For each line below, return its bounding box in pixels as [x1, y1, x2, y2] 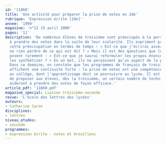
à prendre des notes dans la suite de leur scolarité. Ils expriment [9, 40, 156, 45]
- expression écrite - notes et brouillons [5, 132, 96, 137]
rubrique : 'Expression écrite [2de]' [5, 16, 83, 21]
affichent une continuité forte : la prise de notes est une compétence [9, 67, 163, 72]
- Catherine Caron [5, 104, 43, 109]
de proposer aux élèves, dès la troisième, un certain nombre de [9, 76, 147, 81]
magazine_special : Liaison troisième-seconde [5, 90, 100, 95]
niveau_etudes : [5, 117, 37, 123]
